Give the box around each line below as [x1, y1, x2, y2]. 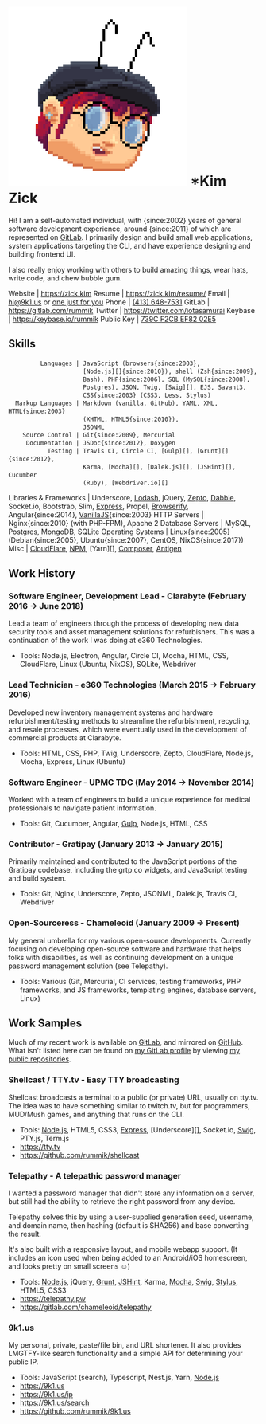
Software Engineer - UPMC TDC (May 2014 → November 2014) [8, 776, 255, 787]
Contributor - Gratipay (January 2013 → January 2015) [8, 838, 224, 849]
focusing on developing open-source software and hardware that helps [8, 943, 242, 954]
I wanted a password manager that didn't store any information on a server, [8, 1188, 255, 1198]
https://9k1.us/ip [19, 1390, 74, 1399]
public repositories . [8, 1054, 71, 1064]
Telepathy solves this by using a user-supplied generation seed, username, [8, 1212, 254, 1222]
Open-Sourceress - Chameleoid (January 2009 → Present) [8, 917, 241, 928]
